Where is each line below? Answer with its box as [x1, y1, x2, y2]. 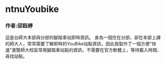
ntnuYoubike [5, 3, 59, 15]
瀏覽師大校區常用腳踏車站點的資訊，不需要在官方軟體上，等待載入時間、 [12, 47, 162, 53]
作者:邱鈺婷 [5, 22, 33, 29]
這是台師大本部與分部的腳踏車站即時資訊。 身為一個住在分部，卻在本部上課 [5, 34, 161, 40]
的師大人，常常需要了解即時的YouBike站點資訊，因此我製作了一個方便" [5, 41, 152, 47]
